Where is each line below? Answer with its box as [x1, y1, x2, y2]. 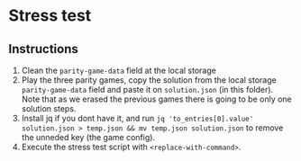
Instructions [8, 41, 78, 57]
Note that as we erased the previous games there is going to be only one [21, 94, 292, 104]
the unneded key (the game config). [21, 132, 155, 142]
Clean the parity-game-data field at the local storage [21, 65, 217, 76]
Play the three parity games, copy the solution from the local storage [21, 75, 277, 85]
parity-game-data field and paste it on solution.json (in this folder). [21, 85, 274, 94]
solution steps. [21, 103, 77, 113]
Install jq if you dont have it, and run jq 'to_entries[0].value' [21, 113, 254, 123]
